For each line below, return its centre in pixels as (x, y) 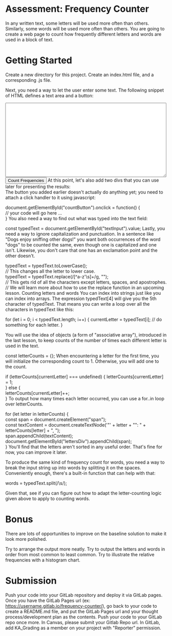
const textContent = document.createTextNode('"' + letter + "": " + (76, 425)
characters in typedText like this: (40, 309)
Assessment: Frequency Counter (77, 9)
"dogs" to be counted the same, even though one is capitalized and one (81, 244)
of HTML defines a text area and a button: (49, 95)
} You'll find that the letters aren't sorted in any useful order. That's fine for (84, 447)
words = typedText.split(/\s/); (36, 483)
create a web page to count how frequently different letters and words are (83, 34)
